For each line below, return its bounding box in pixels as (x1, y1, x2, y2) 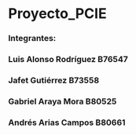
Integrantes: (8, 33, 57, 44)
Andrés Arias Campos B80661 (8, 117, 126, 128)
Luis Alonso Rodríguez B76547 (8, 54, 128, 65)
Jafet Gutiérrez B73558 (8, 75, 100, 86)
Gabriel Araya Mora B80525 (8, 96, 117, 107)
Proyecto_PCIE (8, 5, 108, 23)
